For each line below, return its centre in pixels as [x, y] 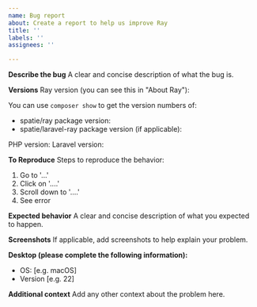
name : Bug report [37, 15]
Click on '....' [40, 184]
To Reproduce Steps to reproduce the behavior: [86, 160]
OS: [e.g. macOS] [48, 271]
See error [35, 201]
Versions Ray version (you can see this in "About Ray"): [99, 90]
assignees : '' [32, 45]
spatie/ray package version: [65, 121]
